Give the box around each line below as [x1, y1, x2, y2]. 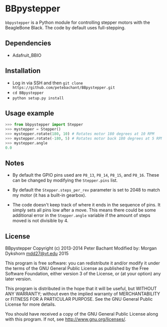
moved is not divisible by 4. [12, 218, 69, 224]
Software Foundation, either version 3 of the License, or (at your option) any [5, 271, 161, 277]
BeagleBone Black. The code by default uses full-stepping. [5, 24, 126, 30]
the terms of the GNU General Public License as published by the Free [5, 265, 149, 271]
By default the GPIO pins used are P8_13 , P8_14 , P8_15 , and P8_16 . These [12, 172, 160, 178]
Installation [5, 66, 41, 75]
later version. [5, 276, 32, 282]
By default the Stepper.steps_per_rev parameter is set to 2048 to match [12, 187, 161, 193]
